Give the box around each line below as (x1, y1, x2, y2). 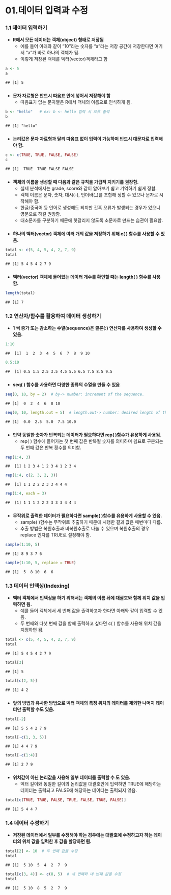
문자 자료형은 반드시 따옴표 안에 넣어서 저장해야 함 (12, 93, 111, 99)
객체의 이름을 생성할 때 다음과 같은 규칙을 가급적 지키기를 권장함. (12, 178, 139, 185)
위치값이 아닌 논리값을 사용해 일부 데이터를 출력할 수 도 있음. (12, 774, 131, 780)
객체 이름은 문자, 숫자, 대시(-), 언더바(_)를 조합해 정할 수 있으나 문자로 (20, 191, 159, 197)
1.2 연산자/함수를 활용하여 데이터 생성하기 (5, 312, 101, 320)
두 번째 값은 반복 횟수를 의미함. (20, 444, 81, 451)
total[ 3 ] (5, 660, 24, 665)
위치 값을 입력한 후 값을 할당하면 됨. (22, 838, 92, 844)
